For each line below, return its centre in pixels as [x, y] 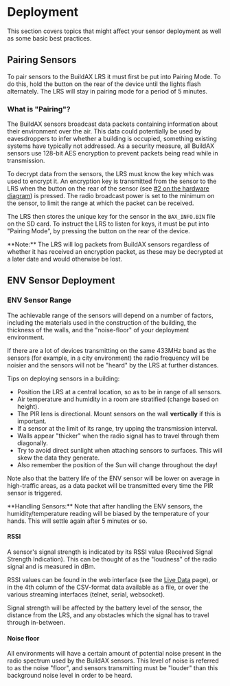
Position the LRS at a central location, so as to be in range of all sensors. [119, 392]
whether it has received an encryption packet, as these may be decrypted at [115, 252]
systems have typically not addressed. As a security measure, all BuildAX [111, 146]
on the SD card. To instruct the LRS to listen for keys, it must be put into [108, 224]
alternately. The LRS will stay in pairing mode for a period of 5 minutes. [107, 91]
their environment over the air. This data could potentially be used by [104, 131]
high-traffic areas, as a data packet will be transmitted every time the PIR [110, 485]
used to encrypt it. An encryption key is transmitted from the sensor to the [112, 181]
